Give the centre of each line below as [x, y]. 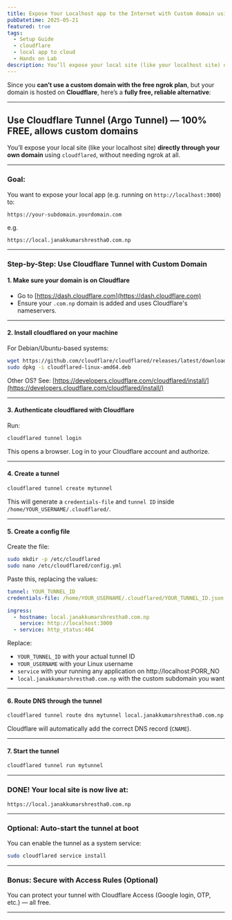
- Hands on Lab [35, 59]
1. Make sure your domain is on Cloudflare [68, 280]
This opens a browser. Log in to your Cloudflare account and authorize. [108, 451]
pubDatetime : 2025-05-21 [43, 20]
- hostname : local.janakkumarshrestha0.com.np [81, 617]
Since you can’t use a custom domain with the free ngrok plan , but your [111, 84]
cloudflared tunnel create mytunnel [60, 488]
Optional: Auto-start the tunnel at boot [73, 828]
